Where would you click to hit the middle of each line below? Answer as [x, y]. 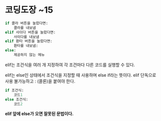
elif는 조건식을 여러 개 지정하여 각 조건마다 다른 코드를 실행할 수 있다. [70, 65]
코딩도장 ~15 [29, 10]
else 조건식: [16, 99]
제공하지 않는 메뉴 [29, 55]
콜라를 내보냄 [25, 28]
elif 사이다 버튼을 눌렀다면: [30, 32]
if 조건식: [15, 90]
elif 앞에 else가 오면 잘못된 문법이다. [39, 114]
